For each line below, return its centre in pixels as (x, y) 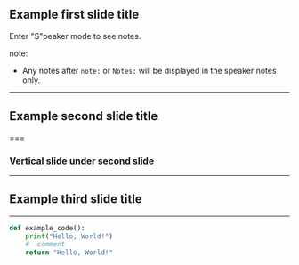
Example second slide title (84, 116)
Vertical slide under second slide (81, 161)
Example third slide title (76, 199)
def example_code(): (48, 228)
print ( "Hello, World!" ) (69, 236)
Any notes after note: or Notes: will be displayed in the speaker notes (149, 70)
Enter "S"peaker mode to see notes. (75, 36)
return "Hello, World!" (69, 253)
